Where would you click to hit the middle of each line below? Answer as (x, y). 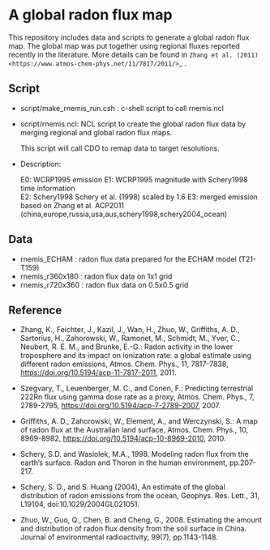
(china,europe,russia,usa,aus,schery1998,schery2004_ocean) (124, 214)
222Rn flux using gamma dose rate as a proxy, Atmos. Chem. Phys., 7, (137, 397)
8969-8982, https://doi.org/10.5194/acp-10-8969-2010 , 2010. (123, 438)
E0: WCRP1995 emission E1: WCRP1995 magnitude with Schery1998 (134, 179)
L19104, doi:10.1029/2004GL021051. (80, 505)
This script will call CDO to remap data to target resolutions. (120, 148)
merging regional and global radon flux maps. (96, 132)
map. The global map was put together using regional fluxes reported (124, 45)
